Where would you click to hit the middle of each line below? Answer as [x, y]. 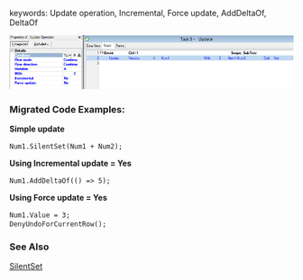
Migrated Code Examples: [67, 109]
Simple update [37, 129]
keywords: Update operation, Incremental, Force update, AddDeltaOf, [138, 13]
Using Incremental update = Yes [71, 163]
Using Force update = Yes [59, 198]
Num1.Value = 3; [40, 215]
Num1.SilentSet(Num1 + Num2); [66, 147]
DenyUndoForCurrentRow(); [58, 224]
